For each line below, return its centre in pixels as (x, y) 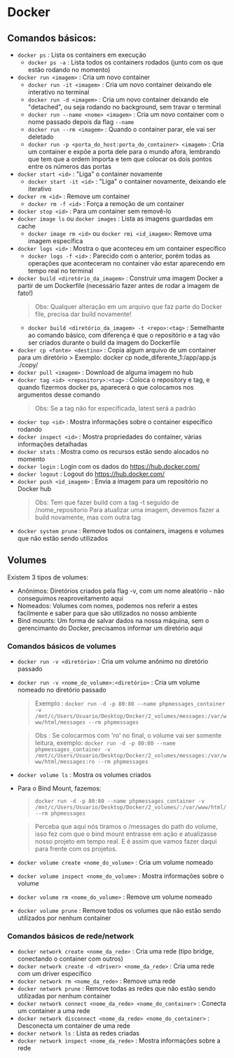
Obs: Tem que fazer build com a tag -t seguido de (107, 502)
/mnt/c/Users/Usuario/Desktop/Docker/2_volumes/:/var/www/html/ (131, 808)
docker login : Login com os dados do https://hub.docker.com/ (109, 466)
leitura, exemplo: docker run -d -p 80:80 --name (105, 743)
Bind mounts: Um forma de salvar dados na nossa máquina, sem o (113, 620)
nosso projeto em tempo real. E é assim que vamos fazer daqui (126, 841)
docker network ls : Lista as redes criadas (78, 1033)
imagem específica (55, 241)
